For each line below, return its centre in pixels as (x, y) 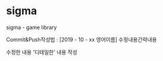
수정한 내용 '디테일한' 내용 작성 (42, 52)
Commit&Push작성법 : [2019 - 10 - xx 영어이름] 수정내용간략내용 (81, 39)
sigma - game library (32, 27)
